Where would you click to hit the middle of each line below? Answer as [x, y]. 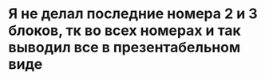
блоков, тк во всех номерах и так [125, 30]
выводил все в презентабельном [125, 48]
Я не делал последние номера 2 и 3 [133, 14]
